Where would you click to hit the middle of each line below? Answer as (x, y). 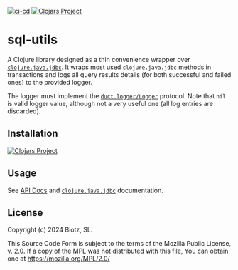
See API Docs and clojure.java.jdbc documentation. (85, 190)
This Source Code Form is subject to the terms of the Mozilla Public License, (119, 244)
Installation (33, 134)
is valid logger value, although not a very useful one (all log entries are (110, 103)
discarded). (24, 111)
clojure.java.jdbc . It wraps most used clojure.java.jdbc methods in (109, 67)
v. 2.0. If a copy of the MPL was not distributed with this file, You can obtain (118, 251)
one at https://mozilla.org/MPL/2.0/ (59, 259)
